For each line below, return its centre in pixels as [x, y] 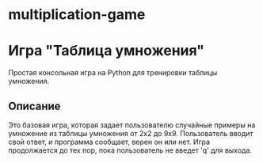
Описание [34, 106]
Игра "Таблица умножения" [106, 51]
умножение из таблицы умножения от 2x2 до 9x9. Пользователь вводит [131, 133]
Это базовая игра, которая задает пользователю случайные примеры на [132, 125]
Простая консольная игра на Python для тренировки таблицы [113, 73]
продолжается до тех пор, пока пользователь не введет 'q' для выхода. [130, 150]
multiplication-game [77, 15]
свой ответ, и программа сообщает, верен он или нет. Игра [109, 142]
